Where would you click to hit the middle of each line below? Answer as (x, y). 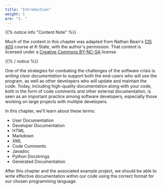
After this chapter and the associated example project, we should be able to (81, 171)
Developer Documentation (38, 126)
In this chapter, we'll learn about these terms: (50, 111)
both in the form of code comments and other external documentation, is (78, 91)
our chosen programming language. (41, 181)
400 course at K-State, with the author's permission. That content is (73, 47)
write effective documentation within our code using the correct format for (80, 176)
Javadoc (21, 151)
